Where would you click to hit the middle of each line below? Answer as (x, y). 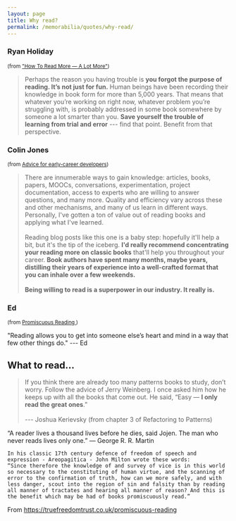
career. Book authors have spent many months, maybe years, (116, 259)
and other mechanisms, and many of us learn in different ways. (116, 207)
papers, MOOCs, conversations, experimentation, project (107, 184)
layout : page (26, 14)
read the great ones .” (56, 405)
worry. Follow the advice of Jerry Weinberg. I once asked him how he (125, 390)
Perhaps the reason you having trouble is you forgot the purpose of (123, 79)
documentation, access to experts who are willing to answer (112, 192)
